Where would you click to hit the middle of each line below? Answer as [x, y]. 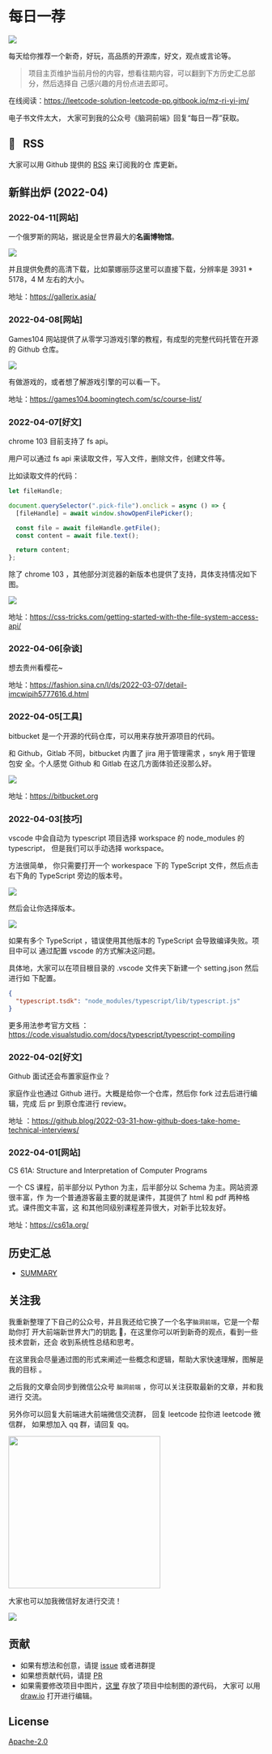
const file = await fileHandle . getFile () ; [88, 528]
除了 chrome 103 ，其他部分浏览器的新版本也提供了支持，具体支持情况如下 [133, 574]
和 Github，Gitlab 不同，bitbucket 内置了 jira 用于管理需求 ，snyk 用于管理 [132, 753]
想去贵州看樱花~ [36, 667]
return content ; [43, 550]
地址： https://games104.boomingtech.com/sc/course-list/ [105, 399]
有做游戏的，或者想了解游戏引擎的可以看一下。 [86, 382]
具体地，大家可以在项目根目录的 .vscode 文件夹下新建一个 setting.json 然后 [134, 968]
